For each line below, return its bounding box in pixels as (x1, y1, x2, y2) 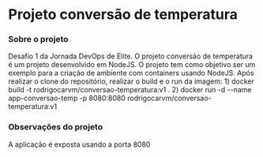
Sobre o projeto (8, 34, 69, 45)
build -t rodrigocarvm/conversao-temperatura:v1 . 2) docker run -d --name (8, 85, 252, 95)
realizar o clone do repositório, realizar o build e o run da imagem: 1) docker (8, 77, 254, 86)
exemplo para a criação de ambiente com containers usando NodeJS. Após (8, 69, 254, 78)
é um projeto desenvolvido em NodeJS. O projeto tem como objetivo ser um (8, 60, 256, 69)
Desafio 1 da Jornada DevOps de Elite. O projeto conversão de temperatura (8, 51, 254, 61)
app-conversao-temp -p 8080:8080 (8, 93, 126, 103)
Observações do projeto (8, 121, 103, 133)
